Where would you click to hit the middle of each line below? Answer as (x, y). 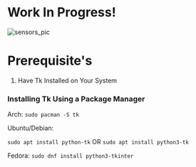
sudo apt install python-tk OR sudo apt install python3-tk (98, 142)
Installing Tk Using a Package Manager (76, 99)
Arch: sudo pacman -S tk (43, 114)
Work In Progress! (62, 12)
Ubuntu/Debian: (31, 128)
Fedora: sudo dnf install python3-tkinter (71, 156)
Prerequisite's (50, 61)
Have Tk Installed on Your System (67, 80)
